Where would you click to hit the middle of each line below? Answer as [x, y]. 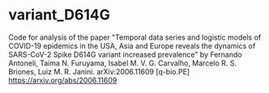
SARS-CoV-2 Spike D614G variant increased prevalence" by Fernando [125, 54]
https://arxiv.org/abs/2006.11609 [63, 80]
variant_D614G [60, 15]
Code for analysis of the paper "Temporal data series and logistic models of [135, 37]
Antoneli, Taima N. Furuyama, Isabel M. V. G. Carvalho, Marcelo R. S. [123, 63]
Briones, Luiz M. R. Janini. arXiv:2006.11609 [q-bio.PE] [99, 71]
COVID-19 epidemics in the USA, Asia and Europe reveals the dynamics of [132, 45]
